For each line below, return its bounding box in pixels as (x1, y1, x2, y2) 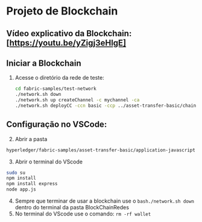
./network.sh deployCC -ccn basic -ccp (14, 103, 116, 109)
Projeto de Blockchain (6, 4, 118, 18)
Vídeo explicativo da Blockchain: (6, 28, 132, 39)
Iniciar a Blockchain (6, 58, 81, 68)
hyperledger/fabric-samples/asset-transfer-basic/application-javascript (6, 147, 196, 153)
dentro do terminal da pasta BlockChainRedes (14, 204, 130, 211)
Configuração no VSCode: (6, 119, 107, 130)
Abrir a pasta (14, 135, 48, 142)
